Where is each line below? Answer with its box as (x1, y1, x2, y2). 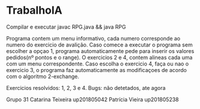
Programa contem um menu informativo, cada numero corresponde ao (6, 35, 181, 42)
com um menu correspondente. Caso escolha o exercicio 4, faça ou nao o (6, 60, 189, 67)
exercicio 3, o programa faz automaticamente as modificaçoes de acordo (6, 66, 187, 73)
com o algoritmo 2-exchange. (6, 73, 80, 80)
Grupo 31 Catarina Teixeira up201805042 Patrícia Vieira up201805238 (6, 96, 179, 103)
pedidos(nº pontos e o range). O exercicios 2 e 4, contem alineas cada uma (6, 54, 193, 61)
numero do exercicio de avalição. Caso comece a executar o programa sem (6, 41, 193, 48)
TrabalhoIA (6, 4, 63, 17)
